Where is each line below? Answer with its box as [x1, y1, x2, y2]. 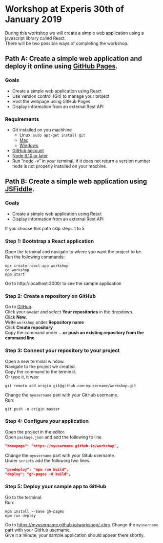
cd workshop [5, 267, 29, 272]
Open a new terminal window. [5, 358, 65, 364]
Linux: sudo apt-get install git [19, 132, 85, 138]
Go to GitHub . [5, 304, 33, 310]
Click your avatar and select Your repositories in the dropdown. [5, 309, 134, 315]
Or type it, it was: [5, 374, 40, 380]
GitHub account [12, 148, 44, 153]
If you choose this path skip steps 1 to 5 [5, 225, 85, 231]
